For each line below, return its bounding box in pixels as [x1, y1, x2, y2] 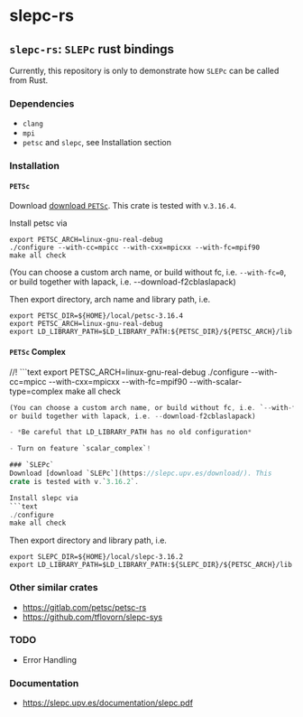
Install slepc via [9, 493, 78, 502]
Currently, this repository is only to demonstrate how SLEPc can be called [9, 65, 280, 76]
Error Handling [22, 654, 78, 665]
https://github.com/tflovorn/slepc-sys [22, 611, 163, 622]
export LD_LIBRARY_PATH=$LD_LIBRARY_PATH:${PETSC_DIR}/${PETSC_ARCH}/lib [9, 327, 293, 337]
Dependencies [9, 97, 75, 109]
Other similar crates [9, 582, 98, 594]
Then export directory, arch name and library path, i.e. [9, 294, 210, 305]
